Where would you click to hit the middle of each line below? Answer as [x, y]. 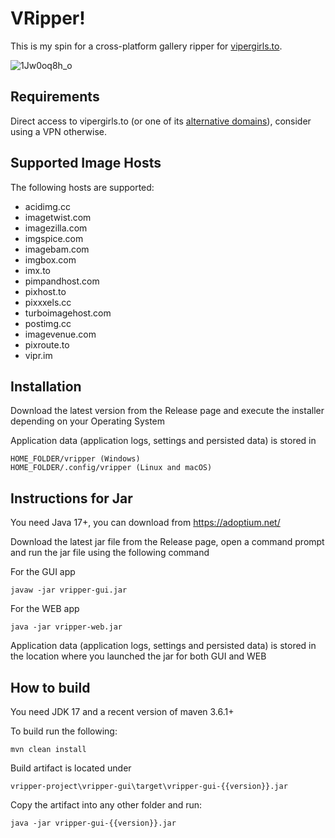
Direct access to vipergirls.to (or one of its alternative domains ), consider [161, 121]
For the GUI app [43, 572]
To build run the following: [64, 731]
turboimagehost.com [68, 313]
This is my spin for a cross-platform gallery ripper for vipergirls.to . [146, 46]
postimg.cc [48, 323]
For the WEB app [45, 609]
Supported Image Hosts [86, 163]
